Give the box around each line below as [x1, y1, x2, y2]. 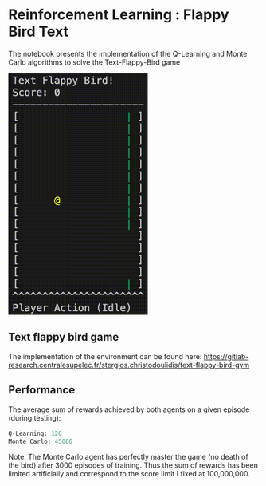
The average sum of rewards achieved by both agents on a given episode [8, 405, 250, 414]
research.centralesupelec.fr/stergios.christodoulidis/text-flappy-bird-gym [8, 360, 250, 369]
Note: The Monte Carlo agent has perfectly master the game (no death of [8, 452, 248, 462]
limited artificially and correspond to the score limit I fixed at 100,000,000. [8, 469, 251, 479]
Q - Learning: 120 [8, 429, 62, 437]
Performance [8, 383, 76, 397]
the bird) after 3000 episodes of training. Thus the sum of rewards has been [8, 460, 259, 470]
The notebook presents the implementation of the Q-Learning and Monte [8, 49, 248, 58]
